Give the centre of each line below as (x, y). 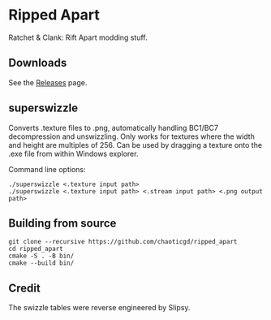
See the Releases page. (48, 82)
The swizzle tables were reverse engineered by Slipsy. (99, 308)
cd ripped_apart (36, 249)
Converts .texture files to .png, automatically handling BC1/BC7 (114, 128)
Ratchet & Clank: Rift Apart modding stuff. (78, 37)
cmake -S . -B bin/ (41, 256)
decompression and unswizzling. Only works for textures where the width (132, 136)
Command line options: (47, 169)
